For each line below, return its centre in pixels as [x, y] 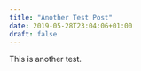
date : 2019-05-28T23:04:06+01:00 [71, 26]
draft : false [33, 34]
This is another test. [46, 59]
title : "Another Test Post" [61, 17]
